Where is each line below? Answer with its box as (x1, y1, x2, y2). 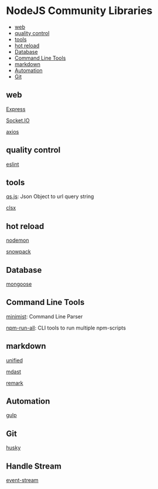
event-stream (6, 477, 39, 484)
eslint (6, 161, 19, 168)
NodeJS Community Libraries (6, 4, 153, 18)
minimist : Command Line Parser (6, 313, 83, 320)
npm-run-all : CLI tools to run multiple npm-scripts (6, 324, 126, 331)
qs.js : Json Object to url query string (6, 193, 94, 200)
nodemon (6, 237, 29, 244)
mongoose (6, 280, 32, 287)
